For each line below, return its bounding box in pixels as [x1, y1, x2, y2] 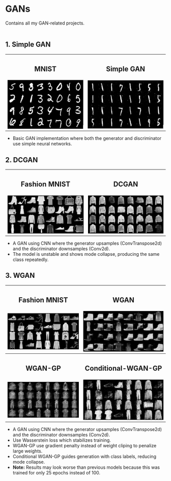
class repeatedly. [12, 256, 49, 262]
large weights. [12, 448, 43, 454]
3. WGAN [5, 271, 35, 280]
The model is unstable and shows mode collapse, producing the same [12, 251, 160, 257]
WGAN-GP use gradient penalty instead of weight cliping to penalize [12, 443, 157, 449]
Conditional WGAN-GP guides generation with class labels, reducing [12, 453, 157, 460]
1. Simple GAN [5, 40, 51, 49]
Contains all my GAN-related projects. [5, 20, 85, 26]
